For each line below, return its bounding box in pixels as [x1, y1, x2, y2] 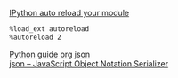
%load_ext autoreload [9, 25, 90, 34]
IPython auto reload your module [9, 8, 130, 18]
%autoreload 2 [9, 33, 62, 42]
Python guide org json [9, 49, 91, 59]
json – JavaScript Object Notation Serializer [9, 58, 169, 69]
